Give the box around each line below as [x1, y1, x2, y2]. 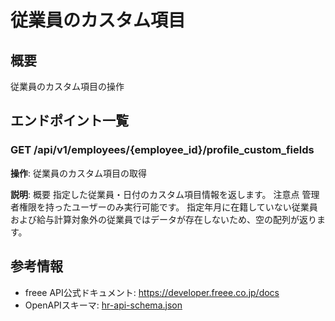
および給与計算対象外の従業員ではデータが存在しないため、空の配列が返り [10, 213, 317, 225]
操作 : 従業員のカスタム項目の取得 [10, 167, 147, 179]
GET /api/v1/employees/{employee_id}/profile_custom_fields [10, 143, 315, 157]
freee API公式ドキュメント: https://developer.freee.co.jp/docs [24, 286, 280, 298]
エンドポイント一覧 [10, 112, 129, 130]
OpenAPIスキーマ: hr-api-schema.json [24, 299, 183, 311]
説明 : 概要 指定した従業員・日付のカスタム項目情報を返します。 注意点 [10, 188, 300, 200]
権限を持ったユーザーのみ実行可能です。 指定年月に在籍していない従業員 [18, 201, 318, 213]
